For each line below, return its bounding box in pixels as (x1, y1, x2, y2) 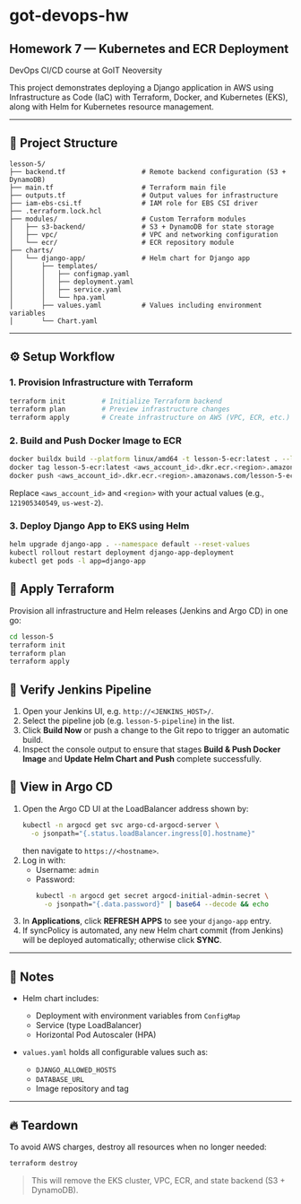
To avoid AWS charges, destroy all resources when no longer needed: (9, 1141, 267, 1153)
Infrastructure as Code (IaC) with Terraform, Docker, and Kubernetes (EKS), (9, 92, 288, 102)
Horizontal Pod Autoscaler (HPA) (35, 1029, 157, 1041)
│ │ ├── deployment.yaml (9, 277, 134, 286)
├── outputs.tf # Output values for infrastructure (9, 190, 279, 200)
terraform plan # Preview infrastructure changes (9, 405, 230, 414)
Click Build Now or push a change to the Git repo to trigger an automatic (21, 725, 290, 736)
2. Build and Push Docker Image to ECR (9, 434, 182, 447)
